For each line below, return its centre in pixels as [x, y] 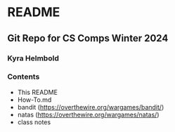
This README [38, 92]
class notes [34, 122]
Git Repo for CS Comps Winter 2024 [88, 38]
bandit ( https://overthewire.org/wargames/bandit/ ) [91, 107]
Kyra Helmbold [33, 58]
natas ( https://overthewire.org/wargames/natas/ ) [88, 114]
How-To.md [34, 100]
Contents [24, 77]
